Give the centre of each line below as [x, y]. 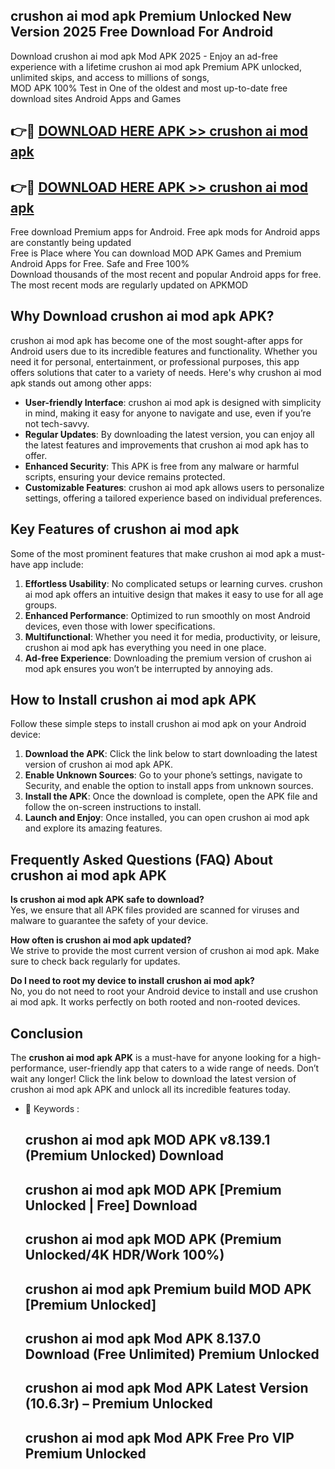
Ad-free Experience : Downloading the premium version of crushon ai [168, 658]
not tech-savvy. [57, 423]
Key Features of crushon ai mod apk [125, 529]
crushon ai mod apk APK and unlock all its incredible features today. [151, 1090]
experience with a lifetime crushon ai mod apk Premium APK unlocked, [156, 66]
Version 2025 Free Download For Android [142, 32]
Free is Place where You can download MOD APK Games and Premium [156, 253]
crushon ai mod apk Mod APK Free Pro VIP [159, 1437]
